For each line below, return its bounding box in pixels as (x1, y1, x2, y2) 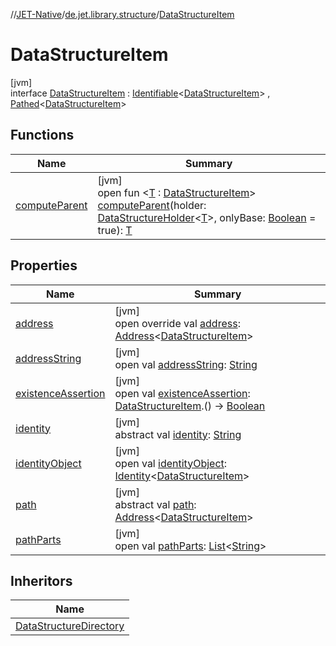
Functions (10, 127, 75, 144)
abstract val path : (114, 497, 197, 511)
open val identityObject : (114, 456, 228, 470)
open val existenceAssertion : (114, 386, 251, 400)
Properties (10, 257, 78, 274)
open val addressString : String (114, 357, 258, 371)
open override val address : (114, 316, 241, 330)
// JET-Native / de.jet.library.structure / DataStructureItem (10, 9, 235, 20)
